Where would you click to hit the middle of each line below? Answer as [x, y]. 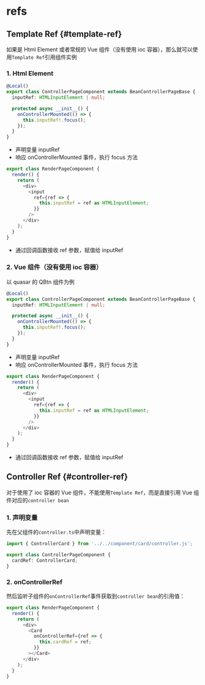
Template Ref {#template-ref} [64, 34]
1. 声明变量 [22, 517]
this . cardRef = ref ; [65, 642]
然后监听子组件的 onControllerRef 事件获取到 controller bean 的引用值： [96, 596]
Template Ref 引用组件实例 [44, 57]
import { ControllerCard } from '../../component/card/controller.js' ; [99, 544]
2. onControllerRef [35, 582]
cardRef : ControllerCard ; [45, 560]
